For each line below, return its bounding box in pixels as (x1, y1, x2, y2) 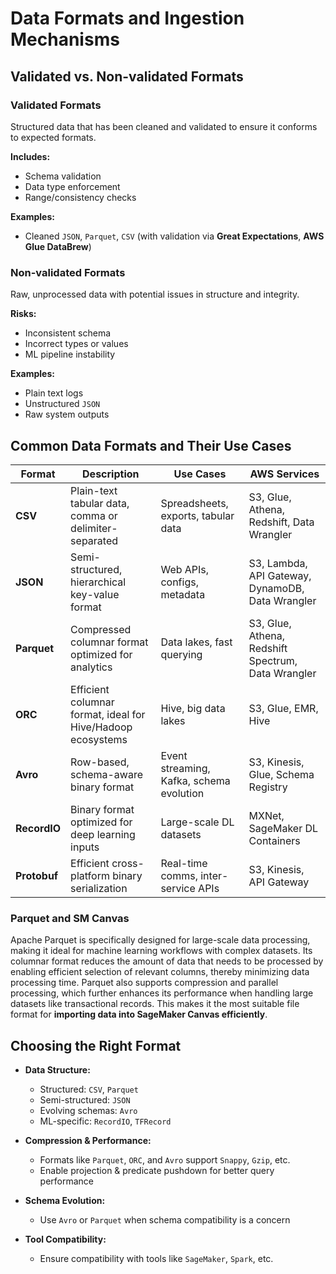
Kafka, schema (160, 773, 231, 787)
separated (70, 533, 119, 547)
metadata (160, 587, 206, 601)
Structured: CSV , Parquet (39, 1083, 139, 1096)
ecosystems (70, 732, 128, 746)
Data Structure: (24, 1064, 91, 1076)
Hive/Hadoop (70, 720, 133, 734)
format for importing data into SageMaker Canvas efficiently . (10, 1008, 268, 1021)
